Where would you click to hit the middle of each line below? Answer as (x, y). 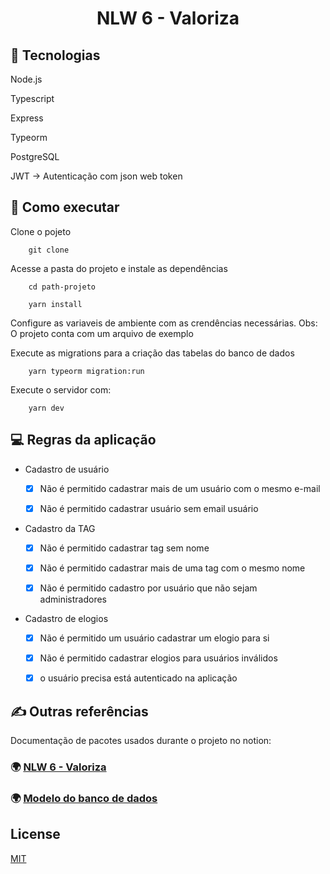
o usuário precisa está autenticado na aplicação (138, 678)
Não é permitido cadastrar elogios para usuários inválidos (158, 658)
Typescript (32, 98)
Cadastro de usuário (67, 469)
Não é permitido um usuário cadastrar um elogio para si (154, 638)
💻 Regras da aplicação (83, 440)
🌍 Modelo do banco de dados (84, 798)
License (35, 834)
